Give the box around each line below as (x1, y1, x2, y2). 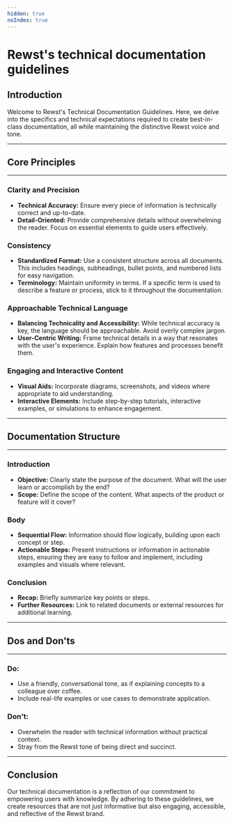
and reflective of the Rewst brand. (7, 810, 105, 818)
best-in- (189, 115, 214, 123)
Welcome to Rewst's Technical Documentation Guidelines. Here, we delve (7, 107, 219, 115)
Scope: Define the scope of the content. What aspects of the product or (17, 490, 225, 498)
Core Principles (7, 156, 76, 168)
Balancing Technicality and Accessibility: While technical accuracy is (17, 319, 221, 328)
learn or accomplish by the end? (17, 483, 110, 491)
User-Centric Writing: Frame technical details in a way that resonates (17, 334, 218, 342)
